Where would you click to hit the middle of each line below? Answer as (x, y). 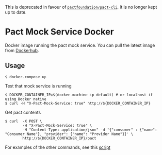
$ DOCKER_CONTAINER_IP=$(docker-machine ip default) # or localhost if (79, 95)
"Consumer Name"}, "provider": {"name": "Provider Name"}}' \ (69, 134)
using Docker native (26, 99)
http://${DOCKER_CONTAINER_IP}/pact (59, 138)
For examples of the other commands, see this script (58, 147)
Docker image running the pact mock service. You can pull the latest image (80, 45)
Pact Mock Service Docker (59, 32)
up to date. (16, 12)
